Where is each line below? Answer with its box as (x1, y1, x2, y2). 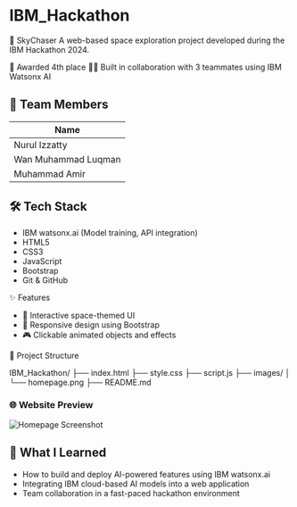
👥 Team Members (9, 97, 109, 112)
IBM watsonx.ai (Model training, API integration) (21, 227, 198, 237)
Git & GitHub (21, 274, 69, 286)
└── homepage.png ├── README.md (9, 377, 152, 387)
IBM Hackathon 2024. (9, 44, 90, 54)
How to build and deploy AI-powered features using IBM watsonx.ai (21, 469, 270, 479)
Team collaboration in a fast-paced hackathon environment (21, 487, 241, 498)
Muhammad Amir (13, 167, 87, 179)
